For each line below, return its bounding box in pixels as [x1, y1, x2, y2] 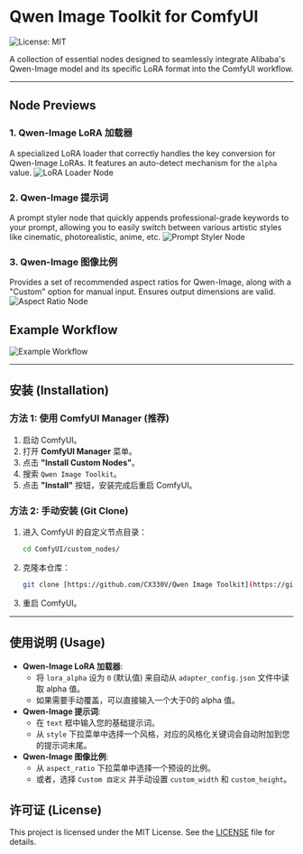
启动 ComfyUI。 [22, 434, 82, 445]
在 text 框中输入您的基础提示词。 [35, 717, 161, 728]
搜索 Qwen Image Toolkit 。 [22, 468, 122, 479]
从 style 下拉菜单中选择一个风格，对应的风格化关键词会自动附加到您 [35, 729, 290, 739]
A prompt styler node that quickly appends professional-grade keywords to [9, 212, 289, 223]
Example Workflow [9, 322, 118, 338]
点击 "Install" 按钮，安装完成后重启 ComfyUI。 [22, 479, 197, 490]
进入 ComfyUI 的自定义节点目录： [22, 526, 147, 538]
